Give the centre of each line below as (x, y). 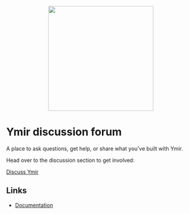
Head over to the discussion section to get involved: (70, 160)
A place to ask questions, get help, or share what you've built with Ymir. (94, 148)
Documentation (34, 205)
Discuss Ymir (22, 171)
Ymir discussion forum (64, 132)
